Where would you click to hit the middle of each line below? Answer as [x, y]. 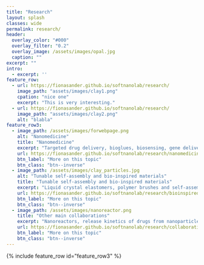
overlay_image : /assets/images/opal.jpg [63, 52]
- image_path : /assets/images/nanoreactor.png [72, 210]
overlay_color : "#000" [40, 40]
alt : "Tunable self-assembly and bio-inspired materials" [92, 176]
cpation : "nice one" [43, 97]
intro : [15, 69]
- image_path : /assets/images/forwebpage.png [70, 131]
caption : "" [27, 57]
